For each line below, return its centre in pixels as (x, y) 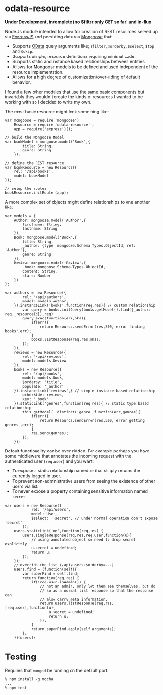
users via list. (25, 486)
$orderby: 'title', (42, 382)
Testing (21, 657)
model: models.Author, (45, 301)
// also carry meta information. (74, 599)
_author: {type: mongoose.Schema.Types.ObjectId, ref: (79, 246)
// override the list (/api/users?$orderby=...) (64, 565)
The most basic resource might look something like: (57, 111)
